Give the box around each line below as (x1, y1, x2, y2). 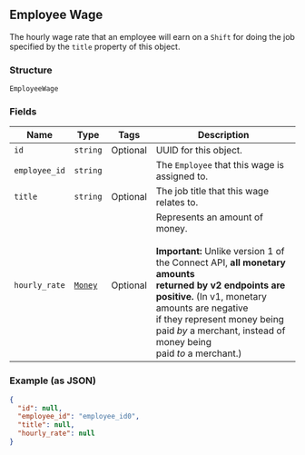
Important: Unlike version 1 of (155, 245, 285, 258)
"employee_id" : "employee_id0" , (17, 412, 141, 421)
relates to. (155, 196, 199, 209)
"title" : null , (17, 420, 75, 430)
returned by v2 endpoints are (155, 279, 286, 292)
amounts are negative (155, 302, 249, 314)
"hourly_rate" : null (17, 429, 95, 439)
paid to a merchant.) (155, 347, 242, 360)
